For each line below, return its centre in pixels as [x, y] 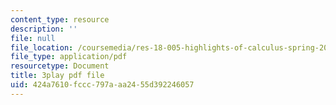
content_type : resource [60, 19]
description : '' [44, 29]
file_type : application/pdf [69, 57]
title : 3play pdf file [57, 76]
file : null [33, 38]
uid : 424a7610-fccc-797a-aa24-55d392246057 [102, 85]
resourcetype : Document [60, 66]
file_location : [42, 47]
